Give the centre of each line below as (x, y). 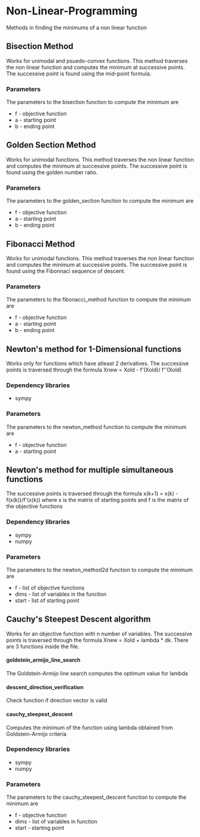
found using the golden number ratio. (52, 172)
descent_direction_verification (45, 687)
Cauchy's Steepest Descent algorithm (79, 620)
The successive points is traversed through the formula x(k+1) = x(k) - (92, 494)
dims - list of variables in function (56, 821)
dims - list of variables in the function (61, 594)
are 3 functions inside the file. (43, 646)
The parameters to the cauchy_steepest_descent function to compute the (96, 798)
